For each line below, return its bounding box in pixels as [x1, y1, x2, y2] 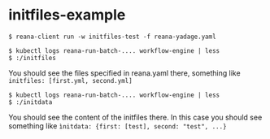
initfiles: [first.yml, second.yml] [8, 76, 133, 85]
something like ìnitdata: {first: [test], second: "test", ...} [8, 120, 227, 131]
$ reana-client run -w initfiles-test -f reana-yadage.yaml [8, 33, 217, 41]
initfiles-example [8, 6, 126, 24]
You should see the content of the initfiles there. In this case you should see [8, 112, 263, 122]
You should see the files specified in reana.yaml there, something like [8, 67, 242, 78]
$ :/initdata [8, 98, 53, 106]
